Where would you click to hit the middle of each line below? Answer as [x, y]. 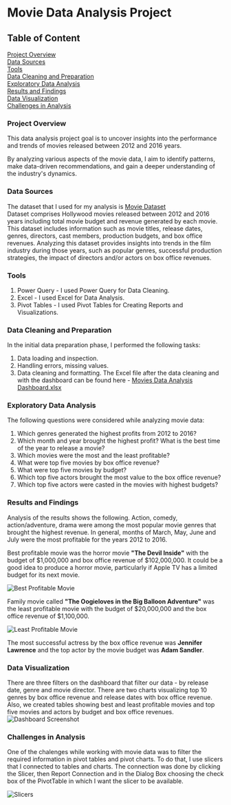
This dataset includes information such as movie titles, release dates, [105, 228]
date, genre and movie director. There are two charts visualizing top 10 [107, 690]
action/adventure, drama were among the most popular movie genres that [112, 525]
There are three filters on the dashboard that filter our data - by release [108, 683]
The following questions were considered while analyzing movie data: [106, 420]
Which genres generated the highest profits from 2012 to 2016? [107, 434]
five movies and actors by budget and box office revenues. [90, 712]
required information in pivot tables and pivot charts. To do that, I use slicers [115, 759]
